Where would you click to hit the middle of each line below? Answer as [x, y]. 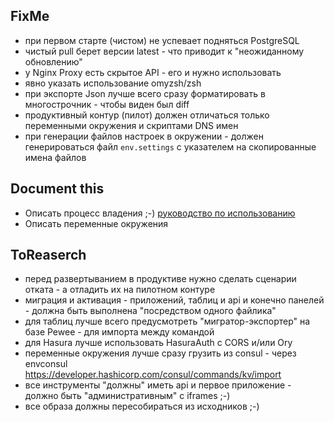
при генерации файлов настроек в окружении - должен [144, 136]
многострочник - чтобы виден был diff [107, 104]
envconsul [46, 364]
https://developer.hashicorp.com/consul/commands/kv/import [153, 375]
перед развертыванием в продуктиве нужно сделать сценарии [160, 279]
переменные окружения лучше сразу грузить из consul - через [160, 353]
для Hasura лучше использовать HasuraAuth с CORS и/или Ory [158, 343]
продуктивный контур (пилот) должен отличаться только [147, 115]
